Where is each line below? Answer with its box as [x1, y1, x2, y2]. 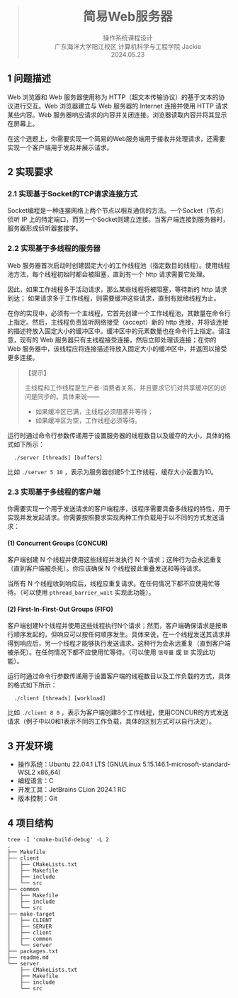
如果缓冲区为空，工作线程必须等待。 [35, 416, 142, 425]
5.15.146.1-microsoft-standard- [142, 760, 231, 768]
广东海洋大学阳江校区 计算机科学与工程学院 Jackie [54, 42, 202, 50]
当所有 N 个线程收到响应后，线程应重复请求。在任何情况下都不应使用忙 [7, 579, 215, 588]
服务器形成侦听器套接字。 [7, 224, 82, 232]
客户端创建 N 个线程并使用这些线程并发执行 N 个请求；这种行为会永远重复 [7, 556, 222, 564]
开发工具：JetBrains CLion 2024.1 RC [17, 785, 126, 794]
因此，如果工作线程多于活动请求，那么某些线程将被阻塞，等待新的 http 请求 [7, 285, 227, 293]
